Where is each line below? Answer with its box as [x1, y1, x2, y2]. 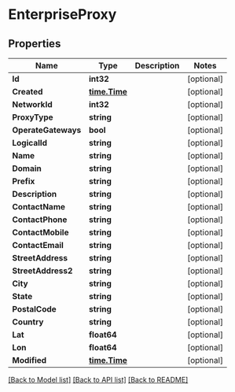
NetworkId [12, 99, 53, 109]
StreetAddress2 [12, 265, 73, 276]
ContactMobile [12, 227, 69, 238]
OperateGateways [12, 124, 82, 135]
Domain [12, 163, 42, 174]
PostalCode [12, 304, 57, 314]
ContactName [12, 202, 65, 212]
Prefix [12, 176, 35, 187]
